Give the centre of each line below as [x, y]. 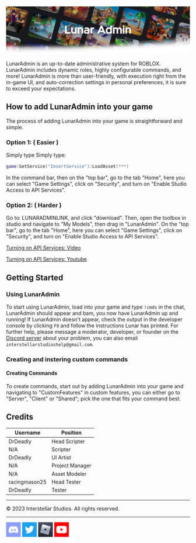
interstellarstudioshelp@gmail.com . [50, 344]
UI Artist [61, 458]
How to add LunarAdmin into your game [80, 107]
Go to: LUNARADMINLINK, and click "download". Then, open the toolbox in [96, 218]
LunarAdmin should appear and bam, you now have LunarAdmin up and [92, 313]
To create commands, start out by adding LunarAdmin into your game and [95, 386]
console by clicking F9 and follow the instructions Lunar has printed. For [92, 326]
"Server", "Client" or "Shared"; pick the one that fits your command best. [93, 399]
